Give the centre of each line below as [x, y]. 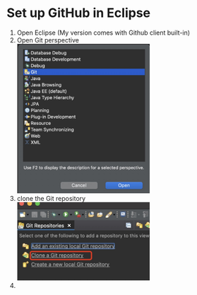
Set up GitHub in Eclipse [79, 13]
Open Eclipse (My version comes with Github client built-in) [103, 33]
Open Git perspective [48, 40]
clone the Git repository [51, 198]
